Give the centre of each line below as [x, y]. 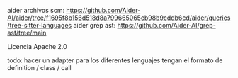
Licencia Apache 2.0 [37, 46]
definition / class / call [40, 68]
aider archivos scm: [36, 10]
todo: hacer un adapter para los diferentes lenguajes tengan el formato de [115, 60]
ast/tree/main [27, 33]
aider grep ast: [95, 25]
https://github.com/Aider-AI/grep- [166, 25]
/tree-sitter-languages [40, 25]
